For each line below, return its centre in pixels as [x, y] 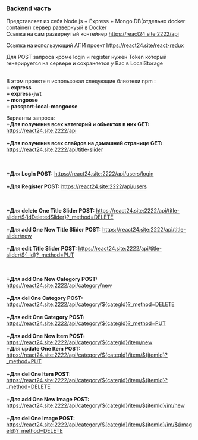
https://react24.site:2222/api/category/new [59, 285]
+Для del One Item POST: [38, 374]
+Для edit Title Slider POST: [42, 249]
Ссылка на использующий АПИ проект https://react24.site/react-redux [95, 45]
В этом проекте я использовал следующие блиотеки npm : [81, 81]
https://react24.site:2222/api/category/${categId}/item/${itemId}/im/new [96, 405]
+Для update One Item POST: [43, 349]
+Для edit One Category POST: [45, 317]
